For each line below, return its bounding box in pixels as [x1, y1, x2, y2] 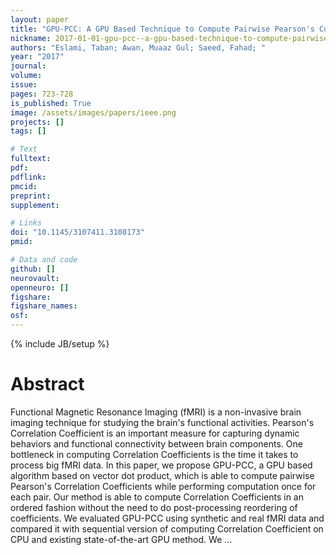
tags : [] [10, 126, 47, 136]
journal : [10, 61, 47, 71]
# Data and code [10, 255, 78, 265]
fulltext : [10, 154, 52, 164]
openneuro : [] [10, 282, 70, 293]
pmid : [10, 237, 33, 247]
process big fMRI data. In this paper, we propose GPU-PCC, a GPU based [10, 459, 313, 471]
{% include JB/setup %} [10, 338, 110, 350]
